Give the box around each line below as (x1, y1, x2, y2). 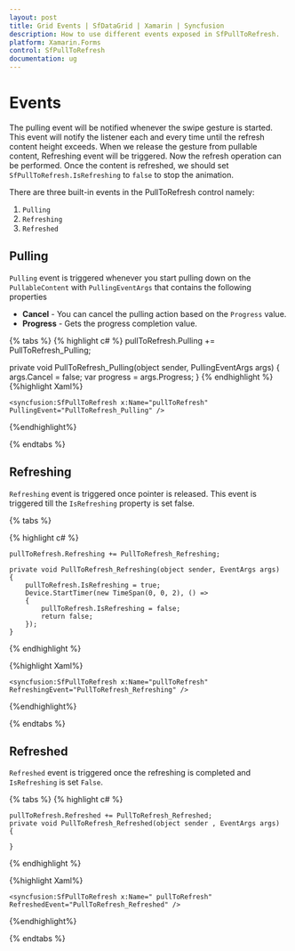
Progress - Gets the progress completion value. (21, 318, 198, 329)
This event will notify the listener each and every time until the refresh (9, 131, 265, 142)
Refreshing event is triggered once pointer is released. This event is (9, 488, 258, 499)
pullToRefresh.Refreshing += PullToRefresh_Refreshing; (9, 549, 220, 558)
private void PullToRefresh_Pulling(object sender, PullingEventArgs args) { (9, 362, 280, 372)
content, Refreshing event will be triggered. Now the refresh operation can (9, 150, 282, 161)
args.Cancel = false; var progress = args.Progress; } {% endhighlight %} (9, 371, 274, 382)
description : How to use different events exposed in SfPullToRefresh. (9, 29, 280, 38)
